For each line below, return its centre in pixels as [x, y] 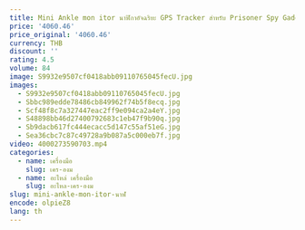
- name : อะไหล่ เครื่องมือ [55, 177]
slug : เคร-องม [49, 169]
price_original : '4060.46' [60, 34]
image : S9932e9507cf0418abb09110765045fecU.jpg [101, 77]
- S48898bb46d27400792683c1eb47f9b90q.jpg [99, 119]
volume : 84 [30, 69]
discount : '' [34, 52]
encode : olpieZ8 [40, 203]
